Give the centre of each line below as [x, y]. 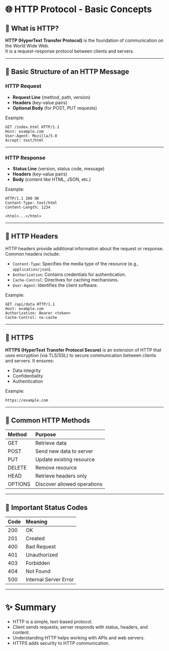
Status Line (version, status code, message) [58, 168]
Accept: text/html [24, 140]
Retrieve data [51, 443]
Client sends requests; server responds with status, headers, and [80, 627]
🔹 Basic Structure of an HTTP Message [67, 72]
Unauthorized [42, 555]
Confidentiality [28, 376]
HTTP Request [23, 86]
